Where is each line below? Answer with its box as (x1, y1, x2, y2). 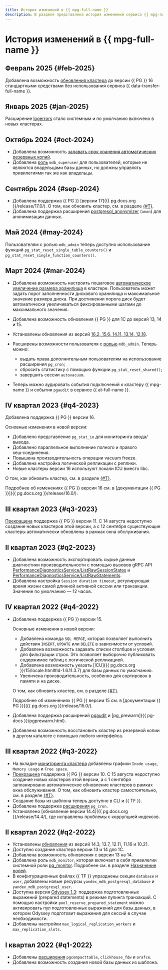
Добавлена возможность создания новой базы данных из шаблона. (12, 959, 158, 965)
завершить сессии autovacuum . (19, 371, 85, 377)
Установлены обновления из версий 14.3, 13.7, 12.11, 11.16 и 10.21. (12, 841, 149, 847)
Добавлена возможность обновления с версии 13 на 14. (12, 852, 133, 858)
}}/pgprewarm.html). (24, 717, 66, 723)
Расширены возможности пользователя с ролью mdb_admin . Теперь (12, 340, 157, 346)
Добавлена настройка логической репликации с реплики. (12, 460, 137, 466)
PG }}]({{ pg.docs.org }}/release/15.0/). (12, 702, 93, 708)
